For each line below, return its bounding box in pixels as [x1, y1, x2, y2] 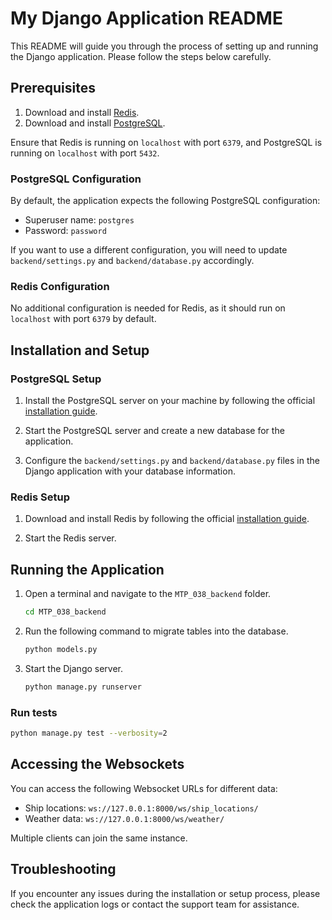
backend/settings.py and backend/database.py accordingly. [10, 255, 255, 267]
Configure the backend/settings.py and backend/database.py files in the [24, 455, 320, 467]
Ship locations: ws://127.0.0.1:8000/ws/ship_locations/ [24, 802, 259, 814]
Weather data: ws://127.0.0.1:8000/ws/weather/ [24, 812, 225, 824]
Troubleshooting [10, 861, 117, 878]
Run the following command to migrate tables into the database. [24, 625, 289, 637]
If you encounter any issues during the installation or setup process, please [10, 887, 321, 899]
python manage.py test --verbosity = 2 [10, 728, 168, 739]
